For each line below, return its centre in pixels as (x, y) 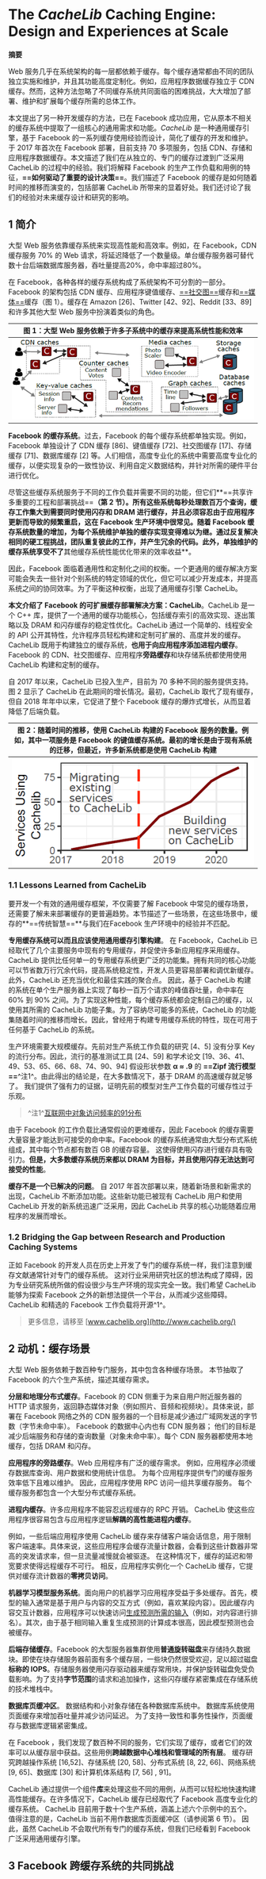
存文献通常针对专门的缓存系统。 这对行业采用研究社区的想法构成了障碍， (127, 1275)
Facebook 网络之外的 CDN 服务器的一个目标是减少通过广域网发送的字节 (141, 1416)
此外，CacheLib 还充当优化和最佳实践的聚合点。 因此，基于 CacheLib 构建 (130, 980)
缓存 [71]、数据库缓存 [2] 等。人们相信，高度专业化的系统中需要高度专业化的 (133, 455)
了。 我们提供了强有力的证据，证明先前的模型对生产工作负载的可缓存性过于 (131, 1086)
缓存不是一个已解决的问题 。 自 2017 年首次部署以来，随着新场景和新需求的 (130, 1186)
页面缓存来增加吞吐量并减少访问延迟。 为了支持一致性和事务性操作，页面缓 (131, 1716)
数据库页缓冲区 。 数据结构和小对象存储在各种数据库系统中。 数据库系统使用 (131, 1705)
